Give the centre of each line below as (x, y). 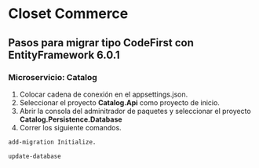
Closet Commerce (68, 14)
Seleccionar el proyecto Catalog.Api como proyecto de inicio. (119, 102)
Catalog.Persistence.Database (71, 119)
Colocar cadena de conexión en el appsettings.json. (104, 94)
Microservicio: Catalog (53, 77)
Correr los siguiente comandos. (70, 127)
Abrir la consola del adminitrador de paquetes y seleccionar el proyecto (135, 111)
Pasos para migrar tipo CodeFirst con (101, 43)
